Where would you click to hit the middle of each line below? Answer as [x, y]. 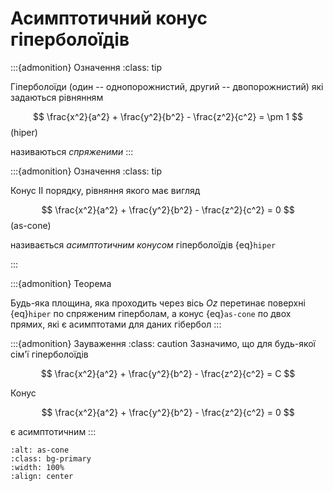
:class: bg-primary [51, 458]
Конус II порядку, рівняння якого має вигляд [105, 190]
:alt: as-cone [40, 450]
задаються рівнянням [57, 97]
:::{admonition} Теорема [61, 283]
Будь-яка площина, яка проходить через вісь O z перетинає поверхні [158, 303]
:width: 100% [37, 467]
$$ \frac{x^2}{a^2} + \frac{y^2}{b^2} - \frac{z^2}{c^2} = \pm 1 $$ [168, 116]
